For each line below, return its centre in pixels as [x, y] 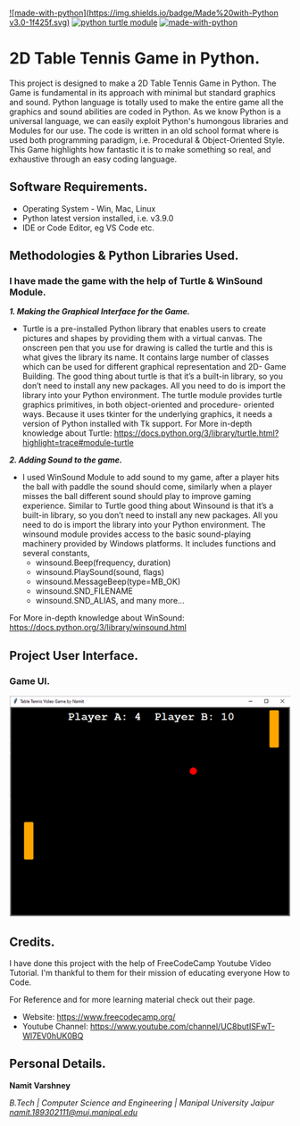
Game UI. [30, 680]
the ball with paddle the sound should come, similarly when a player [147, 487]
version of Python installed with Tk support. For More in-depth [137, 424]
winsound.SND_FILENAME [84, 591]
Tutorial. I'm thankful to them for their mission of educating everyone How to [150, 973]
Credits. [32, 942]
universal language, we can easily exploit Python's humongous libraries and [149, 121]
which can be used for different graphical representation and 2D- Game [154, 367]
